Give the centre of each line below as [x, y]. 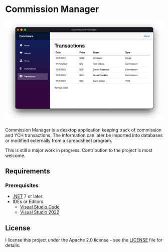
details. [13, 245]
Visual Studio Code [40, 207]
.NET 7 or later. [28, 196]
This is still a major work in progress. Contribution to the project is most [79, 150]
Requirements [28, 171]
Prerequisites [22, 185]
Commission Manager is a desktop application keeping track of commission [83, 130]
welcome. [15, 155]
